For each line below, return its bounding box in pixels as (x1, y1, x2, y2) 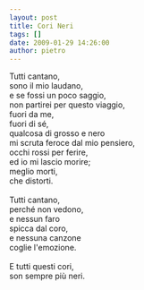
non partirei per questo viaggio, (9, 99, 125, 110)
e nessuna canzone (9, 233, 82, 243)
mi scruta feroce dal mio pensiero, (9, 138, 136, 149)
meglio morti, (9, 166, 58, 177)
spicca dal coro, (9, 223, 69, 234)
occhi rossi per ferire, (9, 147, 89, 158)
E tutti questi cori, (9, 261, 74, 272)
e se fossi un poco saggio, (9, 90, 106, 101)
